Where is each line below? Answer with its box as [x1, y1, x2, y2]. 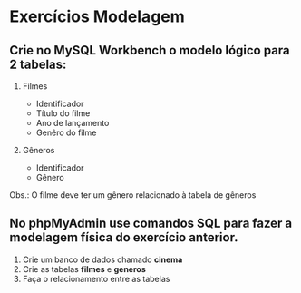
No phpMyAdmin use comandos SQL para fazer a [9, 216, 293, 231]
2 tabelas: [9, 56, 67, 72]
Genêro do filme [35, 127, 97, 138]
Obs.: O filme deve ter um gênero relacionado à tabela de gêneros [9, 190, 257, 200]
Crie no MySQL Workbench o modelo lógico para [9, 43, 290, 58]
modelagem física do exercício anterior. [9, 230, 238, 246]
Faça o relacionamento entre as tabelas [22, 273, 170, 284]
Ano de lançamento [35, 118, 110, 128]
